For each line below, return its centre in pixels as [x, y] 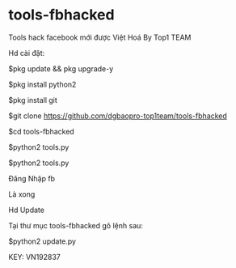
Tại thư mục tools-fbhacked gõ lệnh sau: [76, 225]
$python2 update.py [42, 241]
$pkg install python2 [42, 84]
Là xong [22, 194]
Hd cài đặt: [27, 53]
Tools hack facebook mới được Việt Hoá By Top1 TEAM [100, 37]
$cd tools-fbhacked [41, 131]
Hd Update [26, 210]
